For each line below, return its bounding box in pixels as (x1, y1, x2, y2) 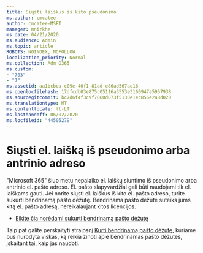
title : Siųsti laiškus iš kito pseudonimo (6, 9, 117, 15)
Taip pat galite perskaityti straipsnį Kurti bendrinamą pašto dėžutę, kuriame (6, 227, 196, 234)
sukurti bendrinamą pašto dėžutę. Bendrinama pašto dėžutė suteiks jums (6, 197, 191, 204)
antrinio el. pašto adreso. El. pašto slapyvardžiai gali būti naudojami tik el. (6, 183, 191, 191)
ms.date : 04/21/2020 (6, 32, 59, 38)
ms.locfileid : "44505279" (6, 117, 72, 123)
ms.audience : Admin (6, 37, 56, 43)
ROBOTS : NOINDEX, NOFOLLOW (6, 49, 75, 55)
